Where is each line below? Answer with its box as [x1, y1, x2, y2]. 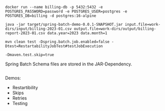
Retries [12, 95, 27, 101]
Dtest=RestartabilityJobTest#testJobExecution [5, 44, 103, 49]
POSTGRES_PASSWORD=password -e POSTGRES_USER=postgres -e [5, 9, 127, 14]
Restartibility [12, 85, 38, 90]
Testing [12, 101, 28, 106]
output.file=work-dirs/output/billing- [73, 26, 156, 31]
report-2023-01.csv [5, 31, 46, 36]
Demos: [5, 75, 21, 81]
